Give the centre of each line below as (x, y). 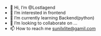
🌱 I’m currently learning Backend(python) (52, 18)
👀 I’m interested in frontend (38, 13)
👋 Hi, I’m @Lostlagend (33, 8)
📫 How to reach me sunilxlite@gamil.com (53, 28)
